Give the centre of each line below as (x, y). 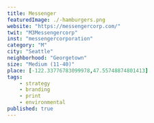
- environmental (43, 102)
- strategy (35, 83)
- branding (35, 90)
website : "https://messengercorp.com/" (64, 26)
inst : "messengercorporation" (50, 39)
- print (30, 96)
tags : (15, 77)
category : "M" (27, 45)
